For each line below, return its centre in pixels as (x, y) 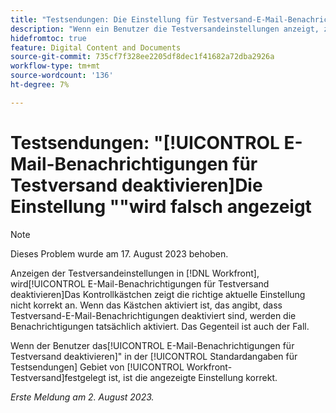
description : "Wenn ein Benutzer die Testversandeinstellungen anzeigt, (165, 29)
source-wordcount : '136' (62, 76)
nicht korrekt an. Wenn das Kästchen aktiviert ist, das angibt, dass (146, 305)
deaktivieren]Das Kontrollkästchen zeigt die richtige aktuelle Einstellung (158, 294)
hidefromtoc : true (48, 38)
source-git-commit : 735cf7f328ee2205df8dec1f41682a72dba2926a (142, 57)
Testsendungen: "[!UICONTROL (145, 142)
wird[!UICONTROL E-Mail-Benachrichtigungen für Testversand (140, 283)
